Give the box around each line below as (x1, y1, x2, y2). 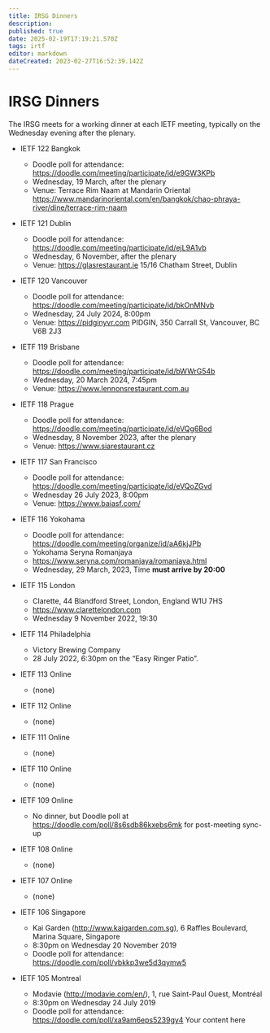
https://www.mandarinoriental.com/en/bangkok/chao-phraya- (32, 194, 241, 203)
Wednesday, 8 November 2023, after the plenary (32, 432, 197, 442)
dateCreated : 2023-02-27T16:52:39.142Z (8, 58, 144, 66)
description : (8, 20, 53, 28)
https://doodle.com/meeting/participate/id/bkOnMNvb (32, 300, 215, 310)
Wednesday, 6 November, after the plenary (32, 251, 177, 261)
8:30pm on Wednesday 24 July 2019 (32, 997, 156, 1007)
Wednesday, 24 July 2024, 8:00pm (32, 308, 150, 318)
